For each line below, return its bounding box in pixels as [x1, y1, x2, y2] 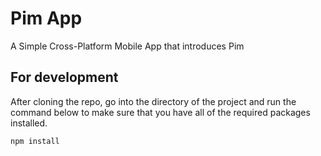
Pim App [10, 7, 83, 30]
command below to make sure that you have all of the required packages [10, 106, 311, 118]
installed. [10, 117, 48, 129]
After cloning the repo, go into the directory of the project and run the [10, 95, 297, 107]
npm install [10, 136, 60, 146]
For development [10, 69, 119, 86]
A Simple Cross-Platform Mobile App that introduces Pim [10, 40, 245, 52]
